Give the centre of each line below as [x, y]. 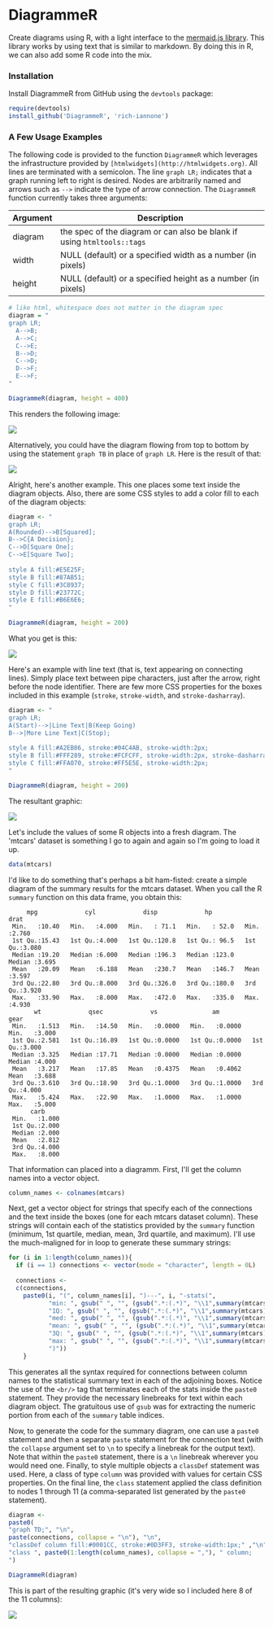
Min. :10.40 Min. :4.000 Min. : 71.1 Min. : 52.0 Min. [136, 926]
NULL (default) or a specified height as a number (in [160, 278]
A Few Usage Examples [56, 137]
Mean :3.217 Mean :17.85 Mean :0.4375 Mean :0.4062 [127, 1069]
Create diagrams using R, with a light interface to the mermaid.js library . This [137, 37]
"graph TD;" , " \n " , [41, 1530]
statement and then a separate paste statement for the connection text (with [136, 1439]
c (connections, [41, 1288]
